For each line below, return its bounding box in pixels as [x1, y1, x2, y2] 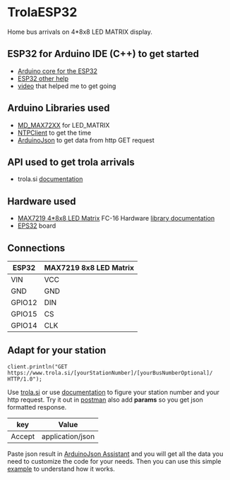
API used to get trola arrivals [7, 156, 135, 168]
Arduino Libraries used [7, 102, 111, 114]
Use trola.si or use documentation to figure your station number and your [7, 388, 220, 396]
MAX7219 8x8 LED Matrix [44, 263, 134, 272]
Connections [7, 242, 66, 254]
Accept [11, 431, 35, 441]
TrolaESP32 [7, 4, 78, 20]
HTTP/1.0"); [7, 375, 42, 383]
